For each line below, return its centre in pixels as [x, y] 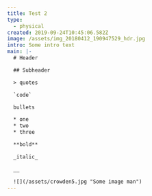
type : [15, 20]
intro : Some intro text [41, 45]
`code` [23, 95]
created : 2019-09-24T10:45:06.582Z [58, 32]
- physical [29, 26]
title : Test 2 [27, 13]
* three [24, 132]
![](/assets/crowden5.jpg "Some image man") [78, 182]
